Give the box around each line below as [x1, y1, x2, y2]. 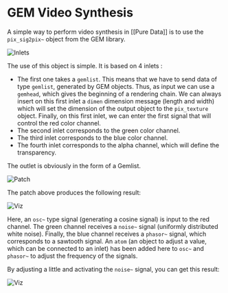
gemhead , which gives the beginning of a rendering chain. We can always [16, 90, 222, 98]
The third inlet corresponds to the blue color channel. [16, 133, 168, 142]
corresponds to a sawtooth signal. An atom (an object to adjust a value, [7, 236, 207, 245]
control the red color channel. [16, 119, 102, 127]
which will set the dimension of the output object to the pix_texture [16, 104, 209, 112]
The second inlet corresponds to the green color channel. [16, 126, 181, 134]
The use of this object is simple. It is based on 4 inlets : [7, 61, 163, 70]
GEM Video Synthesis [7, 5, 134, 21]
